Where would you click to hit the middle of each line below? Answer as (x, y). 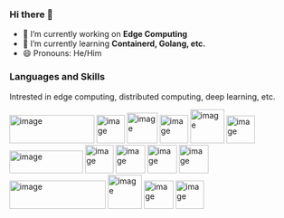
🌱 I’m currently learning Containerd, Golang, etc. (114, 43)
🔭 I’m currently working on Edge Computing (105, 34)
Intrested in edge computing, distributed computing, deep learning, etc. (142, 96)
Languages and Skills (57, 77)
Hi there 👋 (32, 14)
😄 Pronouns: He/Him (62, 53)
